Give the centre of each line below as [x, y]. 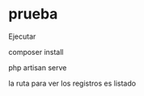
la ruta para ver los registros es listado [72, 83]
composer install [36, 52]
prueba [33, 14]
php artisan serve [38, 67]
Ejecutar [22, 36]
